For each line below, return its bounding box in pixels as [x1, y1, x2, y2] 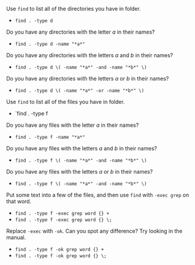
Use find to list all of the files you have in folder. [6, 99, 125, 105]
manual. [6, 234, 26, 241]
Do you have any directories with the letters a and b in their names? [6, 52, 173, 59]
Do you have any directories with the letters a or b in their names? [6, 75, 169, 82]
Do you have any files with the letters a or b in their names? [6, 168, 153, 175]
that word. [6, 198, 32, 205]
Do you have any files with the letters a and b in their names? [6, 145, 157, 152]
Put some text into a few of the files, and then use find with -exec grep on [6, 192, 189, 198]
